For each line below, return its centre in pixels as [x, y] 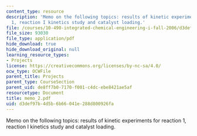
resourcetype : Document [35, 93]
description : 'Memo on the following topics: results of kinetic [87, 17]
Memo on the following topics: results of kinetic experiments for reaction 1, [96, 120]
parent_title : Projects [35, 76]
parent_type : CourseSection [40, 82]
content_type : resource [35, 11]
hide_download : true [31, 44]
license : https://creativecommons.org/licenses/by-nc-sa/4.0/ [84, 66]
